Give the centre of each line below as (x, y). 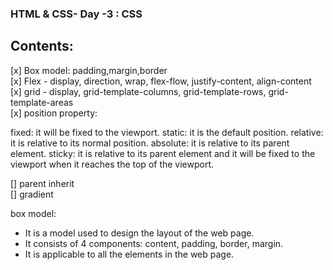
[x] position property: (54, 113)
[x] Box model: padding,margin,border (89, 70)
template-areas (42, 102)
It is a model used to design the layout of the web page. (139, 233)
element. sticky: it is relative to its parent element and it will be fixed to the (163, 153)
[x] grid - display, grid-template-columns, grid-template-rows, (138, 91)
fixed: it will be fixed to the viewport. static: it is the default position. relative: (167, 132)
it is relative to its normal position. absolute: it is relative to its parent (150, 143)
